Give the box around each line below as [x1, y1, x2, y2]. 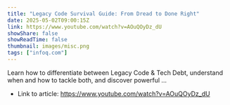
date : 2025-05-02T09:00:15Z [7, 17, 90, 24]
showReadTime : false [7, 36, 68, 43]
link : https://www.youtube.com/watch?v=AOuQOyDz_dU [7, 23, 162, 30]
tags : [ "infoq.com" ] [7, 50, 68, 57]
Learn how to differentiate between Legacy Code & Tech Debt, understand [7, 68, 224, 77]
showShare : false [7, 29, 58, 37]
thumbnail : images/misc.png [7, 43, 90, 50]
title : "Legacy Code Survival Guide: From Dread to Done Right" [7, 10, 200, 17]
